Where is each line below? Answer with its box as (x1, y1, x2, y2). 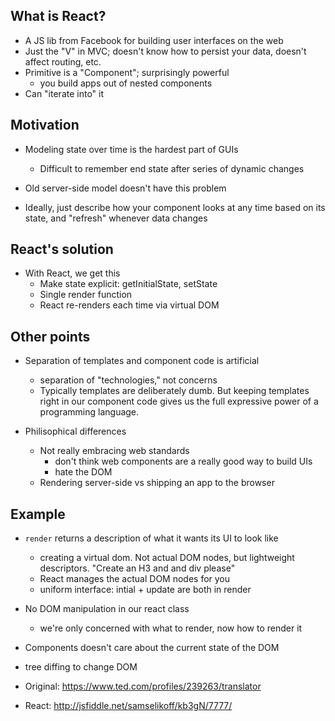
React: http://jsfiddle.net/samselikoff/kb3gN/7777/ (24, 700, 233, 712)
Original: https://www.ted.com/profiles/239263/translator (24, 680, 262, 693)
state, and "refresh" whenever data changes (24, 212, 208, 224)
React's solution (10, 241, 114, 258)
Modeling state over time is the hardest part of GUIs (24, 143, 239, 155)
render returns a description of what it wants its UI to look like (24, 532, 279, 544)
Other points (10, 328, 91, 345)
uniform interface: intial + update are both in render (39, 584, 252, 596)
